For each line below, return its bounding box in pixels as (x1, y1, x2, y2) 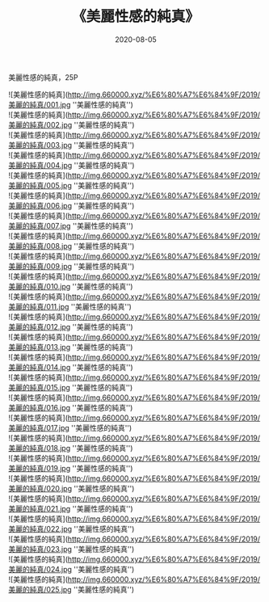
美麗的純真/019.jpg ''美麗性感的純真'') (8, 463, 133, 473)
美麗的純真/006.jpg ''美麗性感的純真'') (8, 200, 135, 210)
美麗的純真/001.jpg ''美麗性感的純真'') (8, 99, 133, 109)
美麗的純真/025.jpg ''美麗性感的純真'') (8, 584, 135, 594)
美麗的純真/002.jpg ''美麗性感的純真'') (8, 120, 135, 129)
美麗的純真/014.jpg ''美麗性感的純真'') (8, 362, 133, 372)
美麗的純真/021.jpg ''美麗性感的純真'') (8, 503, 133, 513)
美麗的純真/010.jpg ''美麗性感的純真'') (8, 281, 133, 291)
